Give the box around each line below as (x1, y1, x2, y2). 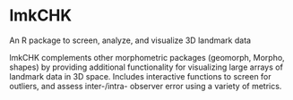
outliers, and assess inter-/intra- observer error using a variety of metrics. (9, 80, 282, 91)
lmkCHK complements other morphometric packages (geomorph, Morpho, (9, 52, 285, 62)
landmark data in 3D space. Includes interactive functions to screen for (9, 71, 271, 81)
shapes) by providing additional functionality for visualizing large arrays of (9, 62, 284, 72)
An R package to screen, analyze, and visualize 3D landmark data (9, 35, 252, 46)
